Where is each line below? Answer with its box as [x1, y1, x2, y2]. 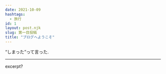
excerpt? [5, 63, 23, 69]
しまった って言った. [7, 49, 49, 55]
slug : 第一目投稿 [5, 30, 37, 35]
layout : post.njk [5, 26, 41, 31]
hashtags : [5, 12, 26, 17]
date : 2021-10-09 [5, 7, 41, 12]
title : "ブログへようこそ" [5, 35, 55, 40]
